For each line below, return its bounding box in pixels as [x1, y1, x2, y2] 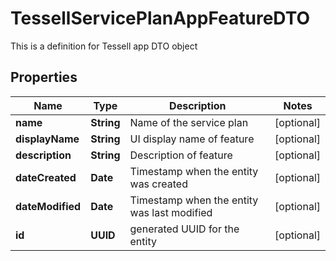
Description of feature [129, 148, 233, 162]
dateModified [15, 199, 82, 213]
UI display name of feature [129, 132, 255, 146]
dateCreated [15, 170, 77, 184]
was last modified [129, 205, 213, 219]
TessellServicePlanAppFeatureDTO [10, 7, 311, 30]
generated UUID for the [129, 222, 240, 236]
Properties [10, 69, 78, 86]
